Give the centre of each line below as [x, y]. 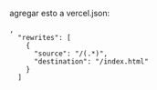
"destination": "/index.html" [91, 62]
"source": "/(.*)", [70, 54]
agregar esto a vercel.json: [60, 13]
